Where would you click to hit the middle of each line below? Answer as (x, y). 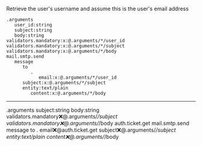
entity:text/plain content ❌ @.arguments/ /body (63, 137)
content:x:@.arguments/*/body (68, 93)
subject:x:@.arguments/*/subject (64, 83)
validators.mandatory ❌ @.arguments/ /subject (62, 116)
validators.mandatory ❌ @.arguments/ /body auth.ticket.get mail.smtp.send (98, 123)
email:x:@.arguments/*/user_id (78, 78)
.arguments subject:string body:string (53, 110)
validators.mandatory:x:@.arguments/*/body (62, 51)
